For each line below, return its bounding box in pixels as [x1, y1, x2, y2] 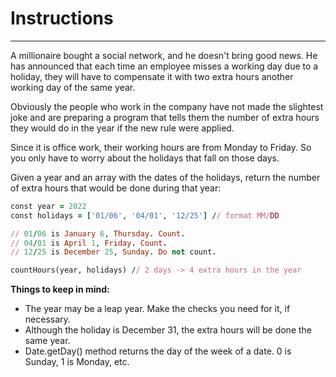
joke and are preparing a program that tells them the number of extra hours [10, 111, 320, 123]
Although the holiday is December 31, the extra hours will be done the [24, 324, 313, 336]
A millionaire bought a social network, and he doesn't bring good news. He [10, 49, 318, 61]
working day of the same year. [10, 81, 136, 93]
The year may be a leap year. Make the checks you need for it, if [24, 303, 291, 315]
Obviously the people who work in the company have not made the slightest [10, 100, 324, 112]
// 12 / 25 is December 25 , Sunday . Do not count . [10, 247, 217, 257]
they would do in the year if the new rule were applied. [10, 122, 235, 134]
